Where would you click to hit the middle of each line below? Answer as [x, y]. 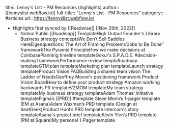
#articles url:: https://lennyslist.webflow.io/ [50, 18]
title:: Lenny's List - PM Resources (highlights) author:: [62, 7]
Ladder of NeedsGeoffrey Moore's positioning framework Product [89, 77]
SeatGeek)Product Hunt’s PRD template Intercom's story [79, 109]
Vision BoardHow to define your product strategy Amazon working [90, 82]
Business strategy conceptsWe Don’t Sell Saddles [72, 39]
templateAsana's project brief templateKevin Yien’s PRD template [88, 115]
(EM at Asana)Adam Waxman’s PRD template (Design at [79, 104]
